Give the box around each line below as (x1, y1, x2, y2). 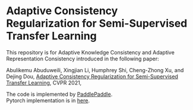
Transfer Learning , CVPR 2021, (6, 79, 82, 86)
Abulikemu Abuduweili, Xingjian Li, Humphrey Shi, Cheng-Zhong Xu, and (6, 66, 184, 73)
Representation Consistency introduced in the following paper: (6, 55, 159, 62)
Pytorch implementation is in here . (6, 96, 90, 104)
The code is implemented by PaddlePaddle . (6, 90, 113, 98)
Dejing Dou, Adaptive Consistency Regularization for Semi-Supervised (6, 73, 178, 80)
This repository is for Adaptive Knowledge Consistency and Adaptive (6, 48, 175, 56)
